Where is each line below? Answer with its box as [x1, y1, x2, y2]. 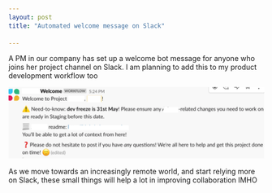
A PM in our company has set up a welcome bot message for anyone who [8, 54, 256, 64]
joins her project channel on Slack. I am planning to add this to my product [8, 62, 257, 72]
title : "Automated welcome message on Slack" [8, 21, 165, 30]
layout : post [8, 13, 53, 21]
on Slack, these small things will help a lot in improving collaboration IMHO [8, 175, 257, 185]
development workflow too [8, 71, 98, 81]
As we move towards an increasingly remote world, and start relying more [8, 167, 256, 177]
